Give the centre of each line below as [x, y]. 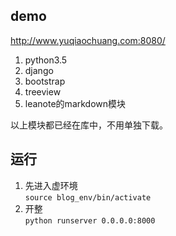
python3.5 [46, 60]
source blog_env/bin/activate [88, 197]
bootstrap [45, 81]
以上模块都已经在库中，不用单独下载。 [89, 125]
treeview [43, 91]
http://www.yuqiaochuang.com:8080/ [88, 40]
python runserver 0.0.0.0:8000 [90, 220]
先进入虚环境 [51, 185]
